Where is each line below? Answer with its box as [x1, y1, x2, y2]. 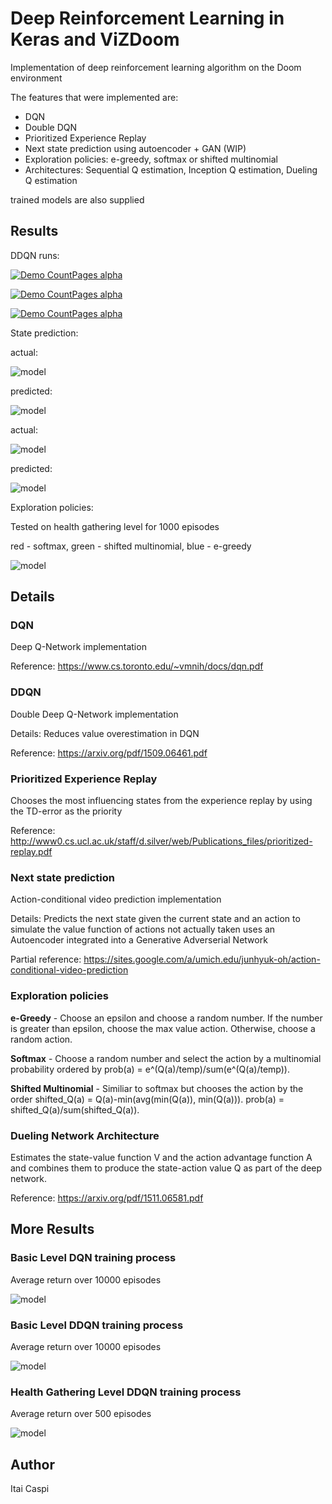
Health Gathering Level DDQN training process [10, 1385, 242, 1399]
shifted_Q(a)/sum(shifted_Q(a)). [10, 1103, 140, 1116]
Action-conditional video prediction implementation [10, 893, 222, 906]
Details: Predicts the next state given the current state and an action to [10, 913, 301, 925]
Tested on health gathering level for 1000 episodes [10, 520, 220, 532]
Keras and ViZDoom [10, 28, 180, 51]
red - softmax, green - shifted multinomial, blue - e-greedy [10, 540, 252, 552]
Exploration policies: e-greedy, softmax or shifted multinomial [24, 153, 278, 165]
